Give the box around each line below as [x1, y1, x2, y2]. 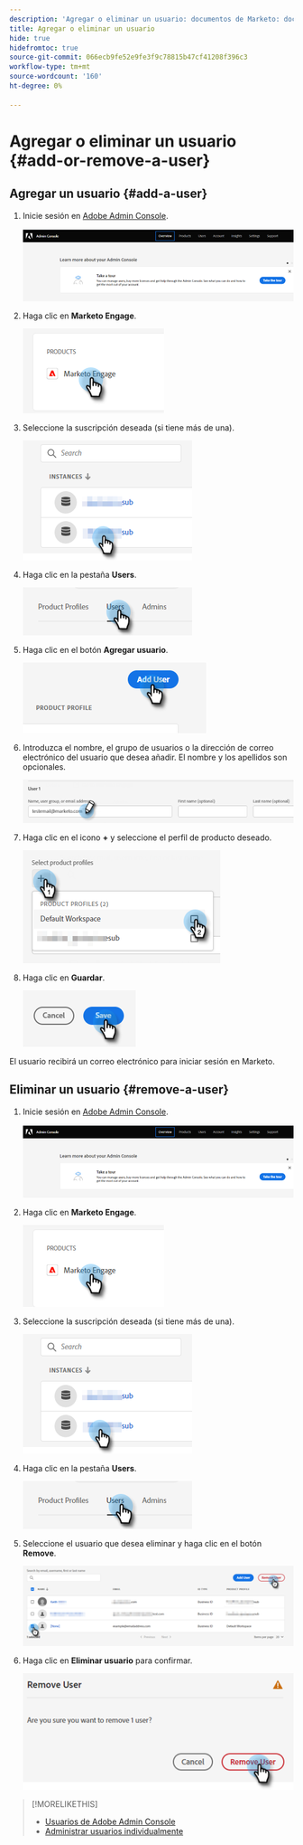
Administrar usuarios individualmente [44, 1825, 184, 1836]
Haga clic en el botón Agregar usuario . [22, 645, 169, 656]
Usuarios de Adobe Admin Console [44, 1816, 176, 1827]
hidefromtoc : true [9, 43, 78, 52]
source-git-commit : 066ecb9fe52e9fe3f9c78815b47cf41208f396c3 [9, 52, 248, 62]
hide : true [9, 33, 50, 43]
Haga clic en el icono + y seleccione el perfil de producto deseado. [22, 832, 272, 843]
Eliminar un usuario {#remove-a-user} [9, 1082, 230, 1098]
